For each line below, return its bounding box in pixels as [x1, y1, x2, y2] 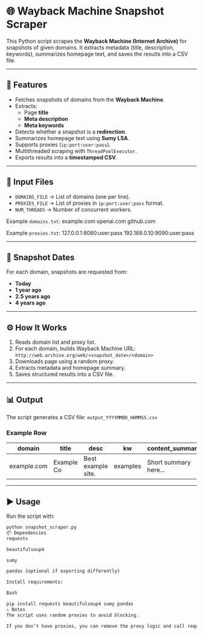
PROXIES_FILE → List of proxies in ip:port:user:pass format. [14, 199, 164, 207]
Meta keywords [24, 121, 65, 129]
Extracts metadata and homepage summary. [14, 364, 126, 372]
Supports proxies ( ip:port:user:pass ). [14, 141, 111, 148]
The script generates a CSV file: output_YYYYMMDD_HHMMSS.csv [6, 414, 158, 421]
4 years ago [14, 299, 46, 306]
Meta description [24, 115, 68, 122]
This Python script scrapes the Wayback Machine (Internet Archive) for [6, 37, 187, 45]
